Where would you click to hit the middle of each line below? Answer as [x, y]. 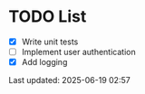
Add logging [44, 62]
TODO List [48, 17]
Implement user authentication [79, 52]
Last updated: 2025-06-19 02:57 [69, 80]
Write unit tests [50, 42]
